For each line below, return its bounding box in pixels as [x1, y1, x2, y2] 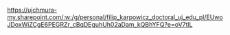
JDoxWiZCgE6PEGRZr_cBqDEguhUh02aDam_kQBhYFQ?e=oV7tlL [7, 21, 193, 28]
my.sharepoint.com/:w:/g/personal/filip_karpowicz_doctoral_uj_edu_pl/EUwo [7, 13, 223, 21]
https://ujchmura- [7, 6, 57, 14]
